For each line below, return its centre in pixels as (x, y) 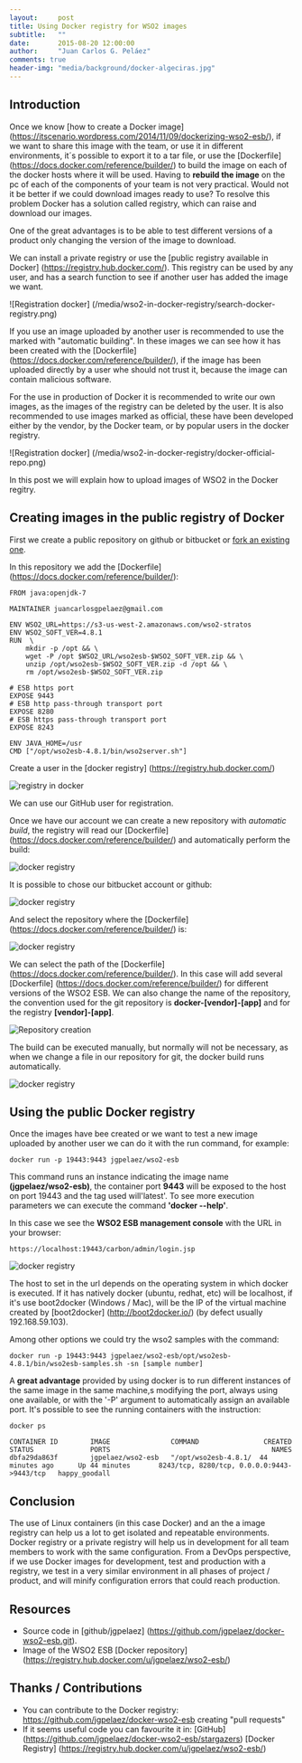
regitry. (23, 489)
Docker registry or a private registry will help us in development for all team (149, 1542)
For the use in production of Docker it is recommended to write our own (142, 396)
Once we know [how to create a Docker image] (97, 127)
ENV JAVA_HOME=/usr (46, 743)
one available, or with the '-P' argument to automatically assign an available (150, 1400)
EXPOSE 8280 (32, 712)
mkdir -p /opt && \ (62, 648)
